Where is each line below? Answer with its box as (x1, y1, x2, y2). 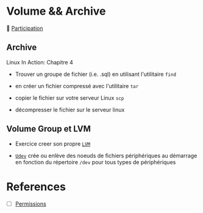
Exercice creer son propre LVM (15, 140, 90, 148)
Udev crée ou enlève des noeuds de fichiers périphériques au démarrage (15, 152, 198, 159)
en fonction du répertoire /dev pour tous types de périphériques (15, 158, 176, 166)
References (6, 179, 66, 193)
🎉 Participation (6, 24, 43, 32)
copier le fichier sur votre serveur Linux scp (15, 94, 124, 102)
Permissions (15, 200, 47, 207)
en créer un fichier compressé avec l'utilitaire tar (15, 82, 139, 89)
